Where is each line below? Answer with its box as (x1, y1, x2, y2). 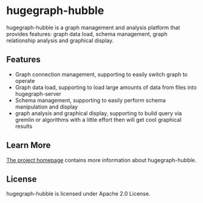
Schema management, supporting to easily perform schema (15, 96, 166, 104)
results (15, 123, 33, 130)
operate (15, 77, 35, 84)
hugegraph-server (15, 90, 62, 98)
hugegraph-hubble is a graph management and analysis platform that (6, 24, 181, 31)
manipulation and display (15, 103, 78, 110)
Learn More (6, 140, 51, 151)
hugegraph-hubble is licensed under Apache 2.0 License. (6, 190, 151, 198)
